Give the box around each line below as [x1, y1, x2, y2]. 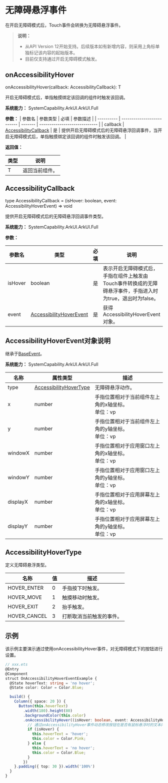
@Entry [5, 666, 19, 671]
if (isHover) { [27, 727, 59, 732]
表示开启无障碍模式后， [102, 265, 158, 272]
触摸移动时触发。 [62, 594, 102, 601]
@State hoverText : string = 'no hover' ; [9, 680, 95, 686]
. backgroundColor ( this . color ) [23, 713, 86, 718]
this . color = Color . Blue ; [31, 750, 86, 755]
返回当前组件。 [22, 167, 58, 174]
